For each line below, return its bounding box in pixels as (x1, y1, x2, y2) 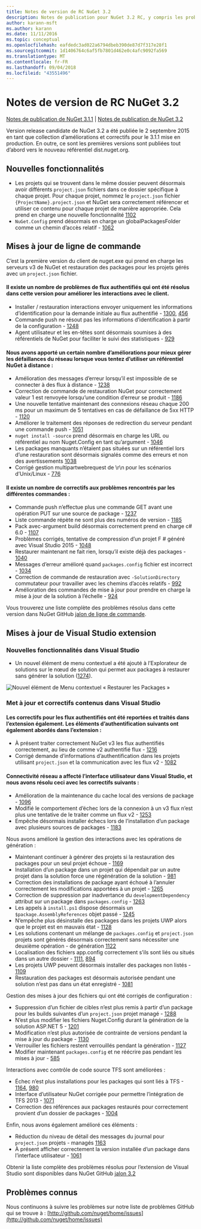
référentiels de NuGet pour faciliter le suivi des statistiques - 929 (14, 335, 175, 342)
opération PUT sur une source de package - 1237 (14, 510, 137, 517)
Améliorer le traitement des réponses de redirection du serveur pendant (14, 420, 193, 427)
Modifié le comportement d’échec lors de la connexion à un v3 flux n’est (14, 805, 193, 812)
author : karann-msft (6, 20, 58, 26)
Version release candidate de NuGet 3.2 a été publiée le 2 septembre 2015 (6, 127, 190, 135)
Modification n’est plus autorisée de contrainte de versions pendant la (14, 1029, 187, 1036)
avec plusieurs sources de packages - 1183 (14, 824, 121, 831)
